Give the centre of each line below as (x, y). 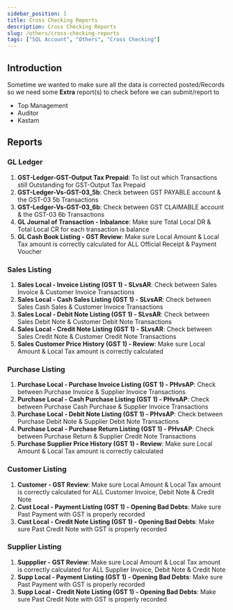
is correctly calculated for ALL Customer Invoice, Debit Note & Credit (116, 491)
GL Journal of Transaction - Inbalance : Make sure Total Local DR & (114, 222)
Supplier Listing (34, 547)
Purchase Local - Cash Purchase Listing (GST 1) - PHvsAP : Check (113, 399)
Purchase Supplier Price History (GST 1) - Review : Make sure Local (115, 444)
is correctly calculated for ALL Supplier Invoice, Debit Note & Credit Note (121, 570)
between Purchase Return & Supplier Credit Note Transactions (107, 436)
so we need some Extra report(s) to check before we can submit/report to (113, 92)
